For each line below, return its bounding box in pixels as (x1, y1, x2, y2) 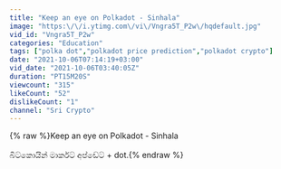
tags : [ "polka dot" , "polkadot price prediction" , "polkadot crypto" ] (9, 47, 274, 56)
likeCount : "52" (9, 89, 71, 98)
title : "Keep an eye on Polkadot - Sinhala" (9, 13, 180, 23)
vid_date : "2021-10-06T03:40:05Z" (9, 64, 140, 73)
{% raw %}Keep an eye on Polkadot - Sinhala (9, 130, 179, 141)
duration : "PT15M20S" (9, 72, 92, 81)
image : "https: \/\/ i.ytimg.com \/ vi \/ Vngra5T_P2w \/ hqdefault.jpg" (9, 22, 261, 31)
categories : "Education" (9, 38, 103, 48)
